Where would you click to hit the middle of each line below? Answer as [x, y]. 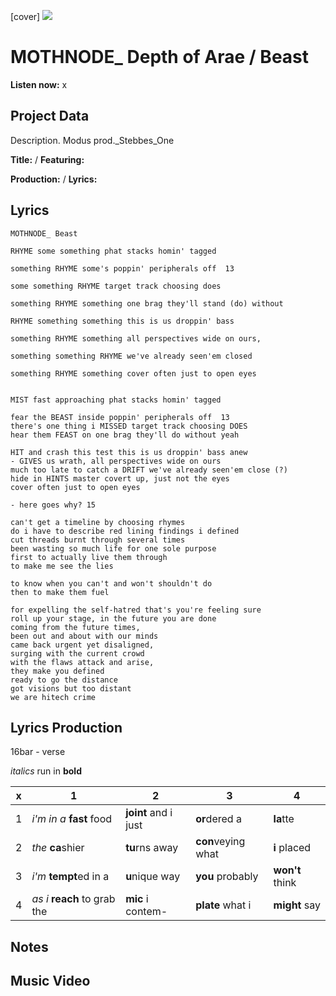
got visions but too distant [71, 688]
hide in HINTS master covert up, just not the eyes [120, 478]
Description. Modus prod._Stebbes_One [92, 140]
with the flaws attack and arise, [82, 662]
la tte [284, 819]
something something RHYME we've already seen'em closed [131, 356]
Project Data [50, 116]
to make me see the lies [62, 566]
